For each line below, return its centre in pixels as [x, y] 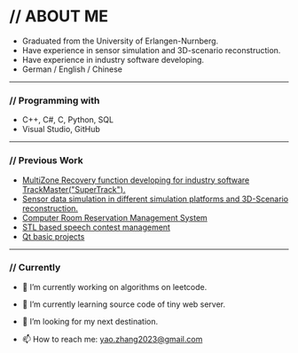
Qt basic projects [53, 236]
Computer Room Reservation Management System [115, 217]
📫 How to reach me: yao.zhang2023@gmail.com [112, 339]
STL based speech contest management [96, 227]
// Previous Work [46, 161]
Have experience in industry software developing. [113, 59]
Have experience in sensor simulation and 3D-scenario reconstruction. [151, 50]
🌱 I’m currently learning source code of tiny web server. [124, 304]
